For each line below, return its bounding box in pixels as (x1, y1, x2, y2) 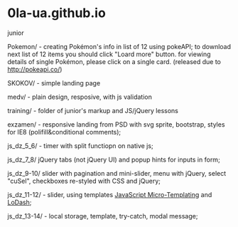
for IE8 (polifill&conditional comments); (7, 127, 121, 136)
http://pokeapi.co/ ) (7, 65, 63, 73)
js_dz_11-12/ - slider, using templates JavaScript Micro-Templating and (7, 190, 212, 199)
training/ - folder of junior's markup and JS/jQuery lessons (7, 106, 179, 115)
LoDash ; (7, 198, 32, 206)
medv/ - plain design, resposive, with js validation (7, 93, 153, 101)
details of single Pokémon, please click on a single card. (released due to (7, 57, 222, 65)
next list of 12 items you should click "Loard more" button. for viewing (7, 50, 211, 58)
